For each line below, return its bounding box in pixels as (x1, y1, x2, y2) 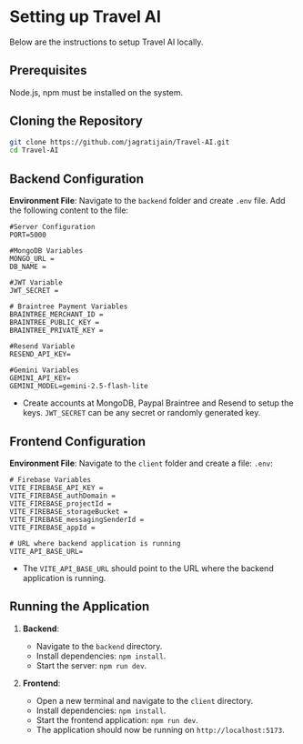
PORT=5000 (9, 230, 47, 240)
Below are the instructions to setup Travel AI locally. (9, 36, 204, 47)
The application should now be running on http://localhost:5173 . (35, 724, 285, 735)
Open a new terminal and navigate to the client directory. (35, 695, 254, 706)
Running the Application (9, 598, 150, 615)
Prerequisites (9, 63, 87, 78)
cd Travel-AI (9, 146, 59, 156)
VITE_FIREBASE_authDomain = (9, 491, 116, 500)
